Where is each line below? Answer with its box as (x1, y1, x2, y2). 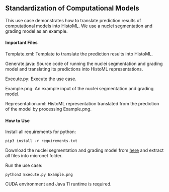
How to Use (5, 117, 30, 123)
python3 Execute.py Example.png (5, 172, 73, 177)
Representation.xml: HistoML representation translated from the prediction (5, 101, 159, 107)
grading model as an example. (5, 28, 68, 34)
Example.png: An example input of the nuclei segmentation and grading (5, 86, 154, 92)
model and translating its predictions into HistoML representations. (5, 66, 143, 72)
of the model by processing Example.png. (5, 106, 92, 112)
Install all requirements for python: (5, 129, 76, 135)
